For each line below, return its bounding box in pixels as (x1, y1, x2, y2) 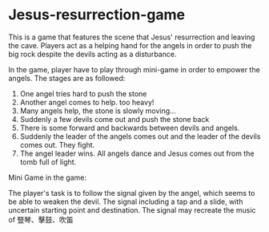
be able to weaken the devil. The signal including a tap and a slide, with (8, 197, 243, 206)
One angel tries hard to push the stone (19, 88, 147, 98)
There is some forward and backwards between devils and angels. (19, 123, 240, 132)
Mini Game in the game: (8, 173, 86, 182)
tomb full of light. (19, 157, 77, 166)
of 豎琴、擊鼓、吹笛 (8, 214, 74, 224)
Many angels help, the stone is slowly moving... (19, 106, 176, 116)
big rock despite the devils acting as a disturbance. (8, 49, 177, 59)
